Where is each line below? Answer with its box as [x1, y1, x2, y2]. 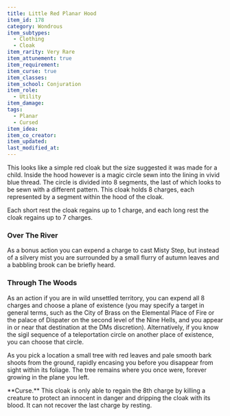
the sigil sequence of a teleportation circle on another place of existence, [7, 330, 214, 338]
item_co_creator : [7, 132, 57, 138]
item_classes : [7, 74, 48, 81]
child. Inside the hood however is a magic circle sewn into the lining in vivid [7, 171, 220, 179]
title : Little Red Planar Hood [7, 10, 97, 17]
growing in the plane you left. [7, 373, 90, 381]
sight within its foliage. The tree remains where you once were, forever [7, 366, 207, 374]
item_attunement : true [7, 55, 72, 62]
